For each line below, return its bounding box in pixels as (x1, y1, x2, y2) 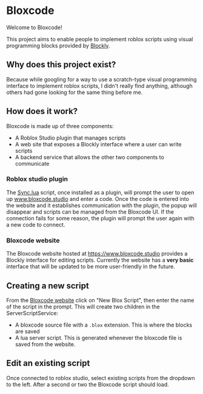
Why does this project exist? (6, 59, 116, 70)
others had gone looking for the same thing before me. (6, 89, 143, 96)
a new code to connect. (6, 221, 65, 228)
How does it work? (6, 106, 78, 117)
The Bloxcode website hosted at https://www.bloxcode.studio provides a (6, 250, 188, 257)
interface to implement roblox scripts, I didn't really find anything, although (6, 82, 193, 89)
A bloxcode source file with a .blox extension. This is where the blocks (15, 321, 193, 328)
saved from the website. (15, 341, 76, 348)
